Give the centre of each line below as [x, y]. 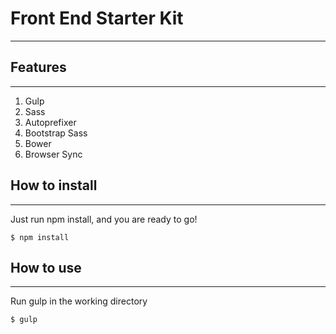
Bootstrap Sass [56, 133]
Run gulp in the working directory [79, 301]
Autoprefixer [50, 122]
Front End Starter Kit [97, 18]
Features [38, 67]
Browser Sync [53, 154]
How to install [54, 185]
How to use [46, 267]
